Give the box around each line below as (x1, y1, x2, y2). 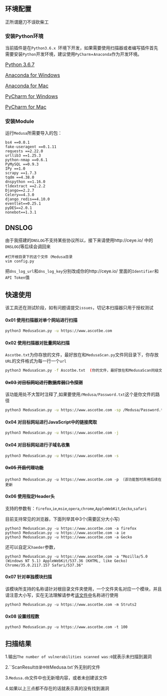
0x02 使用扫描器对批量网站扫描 (5, 340, 70, 346)
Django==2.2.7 (5, 188, 35, 193)
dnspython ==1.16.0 (5, 179, 46, 185)
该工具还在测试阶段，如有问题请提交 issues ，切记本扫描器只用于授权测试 (5, 305, 154, 311)
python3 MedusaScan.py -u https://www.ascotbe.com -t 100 (5, 625, 128, 630)
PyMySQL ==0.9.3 (5, 162, 39, 167)
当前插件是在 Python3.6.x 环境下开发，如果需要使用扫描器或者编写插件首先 (5, 45, 158, 51)
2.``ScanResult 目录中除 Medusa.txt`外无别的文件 (5, 664, 100, 670)
